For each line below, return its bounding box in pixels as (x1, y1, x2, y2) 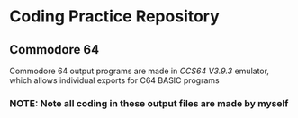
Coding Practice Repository (9, 6, 221, 27)
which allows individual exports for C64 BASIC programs (9, 75, 220, 86)
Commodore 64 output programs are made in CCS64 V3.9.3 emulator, (9, 65, 270, 76)
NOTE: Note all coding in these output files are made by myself (9, 97, 289, 109)
